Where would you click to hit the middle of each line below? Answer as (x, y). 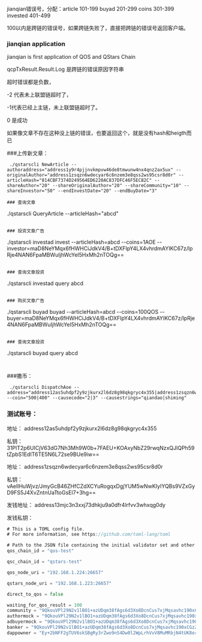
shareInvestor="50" (31, 191)
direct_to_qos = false (35, 594)
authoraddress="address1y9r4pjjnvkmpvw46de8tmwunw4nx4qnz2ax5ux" (90, 170)
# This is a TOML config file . (46, 529)
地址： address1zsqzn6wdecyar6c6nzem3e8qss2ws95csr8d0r (85, 466)
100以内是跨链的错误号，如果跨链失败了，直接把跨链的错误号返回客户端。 (98, 28)
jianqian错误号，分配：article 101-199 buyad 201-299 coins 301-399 (91, 9)
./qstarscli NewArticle (39, 165)
